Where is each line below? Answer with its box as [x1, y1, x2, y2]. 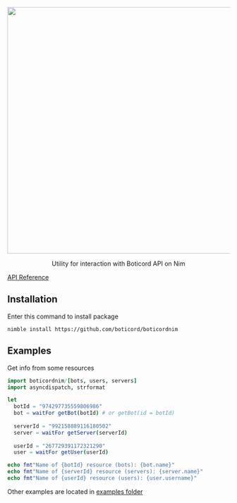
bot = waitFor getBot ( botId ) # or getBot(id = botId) [13, 409, 175, 417]
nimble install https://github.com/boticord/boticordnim [7, 325, 178, 333]
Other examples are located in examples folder [7, 487, 143, 496]
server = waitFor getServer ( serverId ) [13, 429, 128, 436]
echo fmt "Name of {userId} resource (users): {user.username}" [7, 475, 197, 482]
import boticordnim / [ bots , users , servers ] [7, 377, 138, 384]
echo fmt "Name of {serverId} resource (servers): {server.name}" [7, 468, 203, 476]
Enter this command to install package [7, 312, 119, 321]
